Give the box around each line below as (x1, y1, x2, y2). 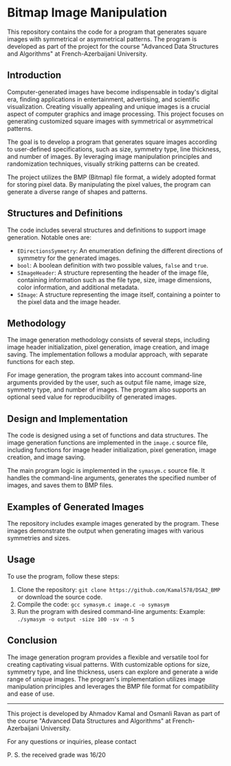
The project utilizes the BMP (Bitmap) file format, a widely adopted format (7, 173, 217, 181)
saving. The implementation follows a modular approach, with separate (7, 350, 208, 359)
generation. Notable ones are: (7, 233, 91, 242)
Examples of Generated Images (7, 501, 144, 513)
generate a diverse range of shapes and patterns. (7, 187, 148, 195)
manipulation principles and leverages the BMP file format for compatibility (7, 682, 219, 690)
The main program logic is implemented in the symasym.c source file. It (7, 467, 205, 475)
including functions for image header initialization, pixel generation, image (7, 446, 217, 454)
